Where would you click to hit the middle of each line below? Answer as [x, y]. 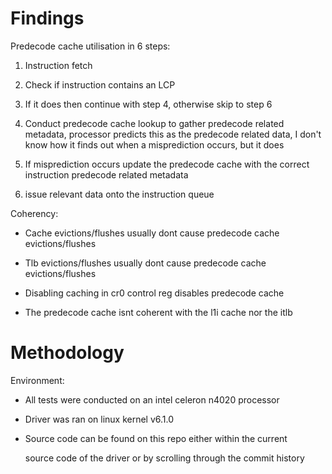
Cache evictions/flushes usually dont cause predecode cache [152, 233]
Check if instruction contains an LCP [100, 84]
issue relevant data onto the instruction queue [119, 194]
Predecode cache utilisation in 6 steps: [90, 46]
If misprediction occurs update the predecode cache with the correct [167, 164]
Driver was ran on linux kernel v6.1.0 [99, 419]
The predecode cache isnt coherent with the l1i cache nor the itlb [158, 312]
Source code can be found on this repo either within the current [156, 438]
